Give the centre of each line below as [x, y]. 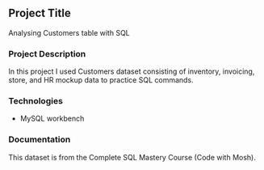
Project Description [47, 53]
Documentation [40, 139]
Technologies [36, 101]
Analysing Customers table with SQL [69, 32]
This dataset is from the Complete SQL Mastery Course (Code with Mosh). [132, 157]
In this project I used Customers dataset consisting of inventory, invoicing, [132, 71]
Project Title [40, 13]
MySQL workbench [52, 119]
